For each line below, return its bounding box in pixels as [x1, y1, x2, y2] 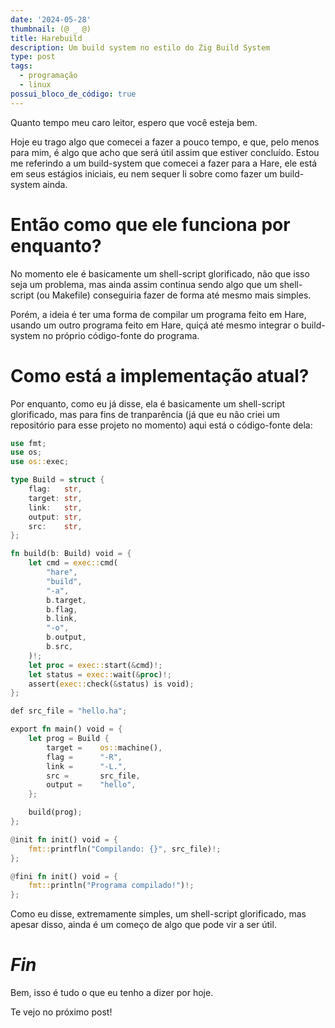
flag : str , [28, 484, 83, 494]
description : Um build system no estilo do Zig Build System [10, 42, 271, 53]
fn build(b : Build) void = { [10, 549, 132, 559]
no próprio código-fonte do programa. [42, 329, 200, 341]
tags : [10, 61, 33, 71]
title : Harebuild [10, 33, 83, 43]
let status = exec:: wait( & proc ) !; [28, 669, 172, 680]
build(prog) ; [28, 807, 83, 818]
